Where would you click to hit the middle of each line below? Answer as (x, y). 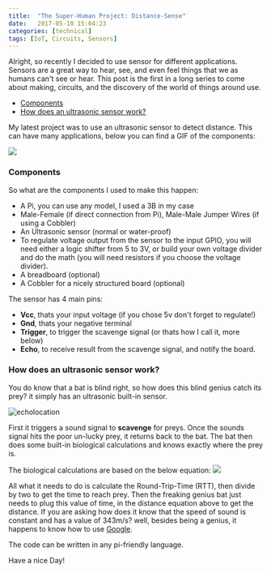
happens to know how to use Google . (71, 528)
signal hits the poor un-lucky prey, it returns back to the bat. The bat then (131, 436)
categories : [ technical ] (50, 31)
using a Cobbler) (48, 223)
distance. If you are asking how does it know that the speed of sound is (127, 511)
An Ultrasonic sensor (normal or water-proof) (95, 231)
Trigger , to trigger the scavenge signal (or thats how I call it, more (130, 331)
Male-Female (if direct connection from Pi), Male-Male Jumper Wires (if (140, 214)
